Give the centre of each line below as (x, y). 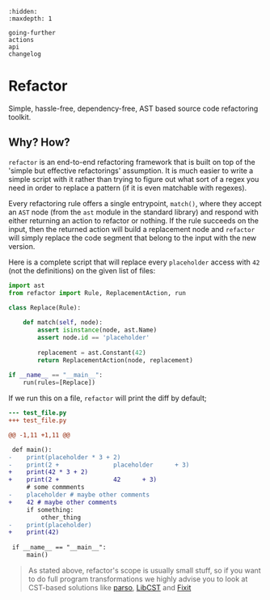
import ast (27, 285)
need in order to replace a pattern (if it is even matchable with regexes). (128, 188)
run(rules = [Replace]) (59, 383)
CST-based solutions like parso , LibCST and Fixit (110, 587)
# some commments (55, 488)
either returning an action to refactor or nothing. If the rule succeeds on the (133, 220)
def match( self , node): (63, 323)
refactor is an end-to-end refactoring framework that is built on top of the (132, 162)
